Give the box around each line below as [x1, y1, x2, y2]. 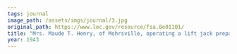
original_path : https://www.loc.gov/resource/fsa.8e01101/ [7, 23, 185, 30]
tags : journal [7, 10, 49, 18]
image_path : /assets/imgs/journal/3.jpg [7, 17, 128, 24]
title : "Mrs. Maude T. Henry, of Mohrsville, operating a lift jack [7, 29, 213, 37]
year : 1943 [7, 36, 39, 43]
